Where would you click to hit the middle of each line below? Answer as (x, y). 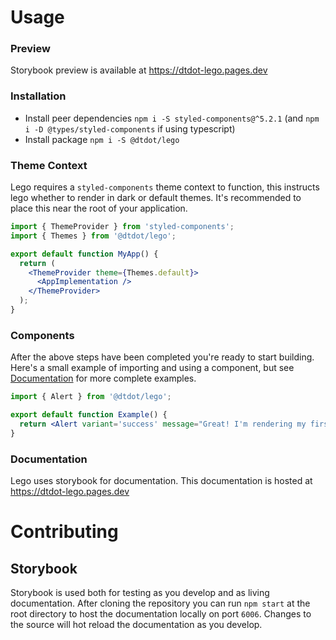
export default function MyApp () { (84, 254)
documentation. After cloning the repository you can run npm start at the (160, 603)
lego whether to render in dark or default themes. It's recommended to (156, 198)
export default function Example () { (89, 415)
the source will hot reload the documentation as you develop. (136, 625)
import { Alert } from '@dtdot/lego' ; (91, 397)
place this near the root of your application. (99, 208)
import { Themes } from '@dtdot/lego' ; (93, 236)
